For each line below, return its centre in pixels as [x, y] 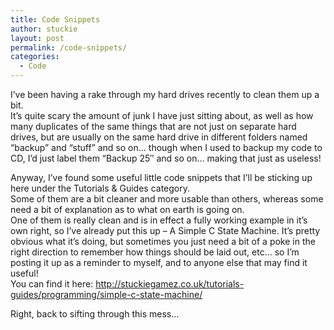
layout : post [37, 38]
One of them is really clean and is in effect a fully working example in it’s [159, 220]
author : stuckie [44, 29]
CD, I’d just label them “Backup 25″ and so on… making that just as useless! [166, 158]
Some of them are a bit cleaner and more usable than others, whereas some [167, 199]
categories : [35, 57]
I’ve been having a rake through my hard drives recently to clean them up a [165, 94]
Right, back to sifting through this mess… [95, 314]
